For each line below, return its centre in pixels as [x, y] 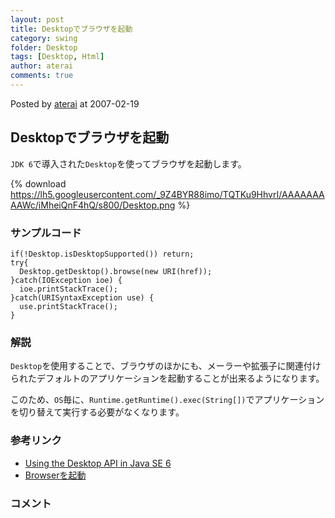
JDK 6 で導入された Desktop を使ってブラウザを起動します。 [128, 163]
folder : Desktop [44, 47]
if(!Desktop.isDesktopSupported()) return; [102, 254]
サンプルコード [46, 233]
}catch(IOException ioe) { [66, 280]
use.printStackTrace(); [68, 306]
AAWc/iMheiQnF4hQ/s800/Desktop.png [93, 205]
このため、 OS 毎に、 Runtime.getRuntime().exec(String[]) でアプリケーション [167, 400]
